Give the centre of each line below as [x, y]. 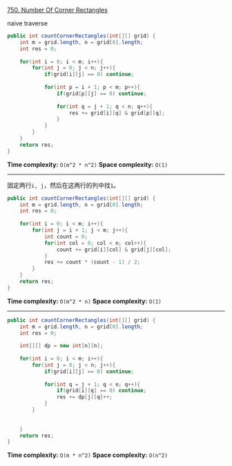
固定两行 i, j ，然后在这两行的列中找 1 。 [63, 185]
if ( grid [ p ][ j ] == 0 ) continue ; [101, 93]
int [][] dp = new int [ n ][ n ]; [61, 346]
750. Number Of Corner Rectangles [58, 10]
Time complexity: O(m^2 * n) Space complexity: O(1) [85, 301]
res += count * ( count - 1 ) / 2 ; [92, 262]
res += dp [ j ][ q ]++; [84, 397]
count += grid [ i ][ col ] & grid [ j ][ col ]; [114, 250]
